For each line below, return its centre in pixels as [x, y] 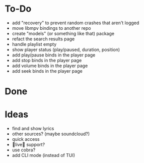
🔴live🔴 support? [28, 145]
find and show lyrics [33, 129]
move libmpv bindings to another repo [51, 28]
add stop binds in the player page [47, 60]
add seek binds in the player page [47, 71]
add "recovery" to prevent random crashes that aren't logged [76, 23]
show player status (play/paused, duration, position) [66, 49]
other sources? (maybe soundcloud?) [51, 134]
